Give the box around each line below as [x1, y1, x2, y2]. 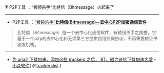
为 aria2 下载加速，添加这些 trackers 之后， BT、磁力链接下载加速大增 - [12, 56, 156, 62]
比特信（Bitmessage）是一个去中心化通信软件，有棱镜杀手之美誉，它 [17, 30, 156, 35]
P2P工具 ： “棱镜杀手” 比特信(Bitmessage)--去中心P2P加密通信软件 [12, 19, 147, 25]
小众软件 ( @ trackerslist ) [12, 63, 62, 68]
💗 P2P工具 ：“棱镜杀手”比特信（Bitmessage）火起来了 [5, 4, 115, 10]
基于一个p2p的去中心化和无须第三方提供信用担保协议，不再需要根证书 [17, 36, 158, 41]
